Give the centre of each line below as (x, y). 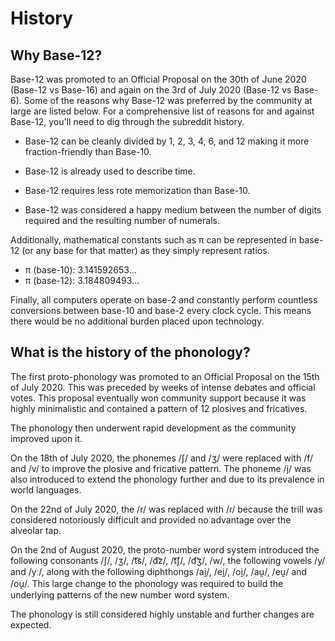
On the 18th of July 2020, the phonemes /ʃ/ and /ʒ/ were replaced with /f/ (162, 458)
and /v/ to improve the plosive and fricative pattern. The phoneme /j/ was (161, 468)
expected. (31, 624)
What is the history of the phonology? (130, 352)
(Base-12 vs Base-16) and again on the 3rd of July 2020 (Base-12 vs (151, 90)
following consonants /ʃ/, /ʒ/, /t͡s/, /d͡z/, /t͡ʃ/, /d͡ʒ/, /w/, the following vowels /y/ (168, 560)
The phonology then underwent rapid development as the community (153, 428)
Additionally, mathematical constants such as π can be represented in (153, 240)
